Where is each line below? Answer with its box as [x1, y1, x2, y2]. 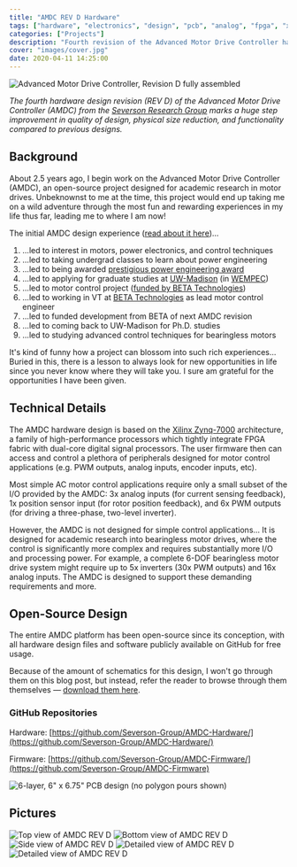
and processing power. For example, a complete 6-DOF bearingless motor [9, 553, 279, 563]
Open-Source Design [9, 607, 128, 622]
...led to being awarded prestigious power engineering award [21, 263, 245, 275]
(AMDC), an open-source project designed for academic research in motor [9, 182, 281, 193]
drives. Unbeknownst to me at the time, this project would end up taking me [9, 191, 286, 202]
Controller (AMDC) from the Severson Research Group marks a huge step [9, 105, 278, 115]
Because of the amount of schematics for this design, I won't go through [9, 666, 273, 677]
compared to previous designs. [9, 124, 123, 134]
